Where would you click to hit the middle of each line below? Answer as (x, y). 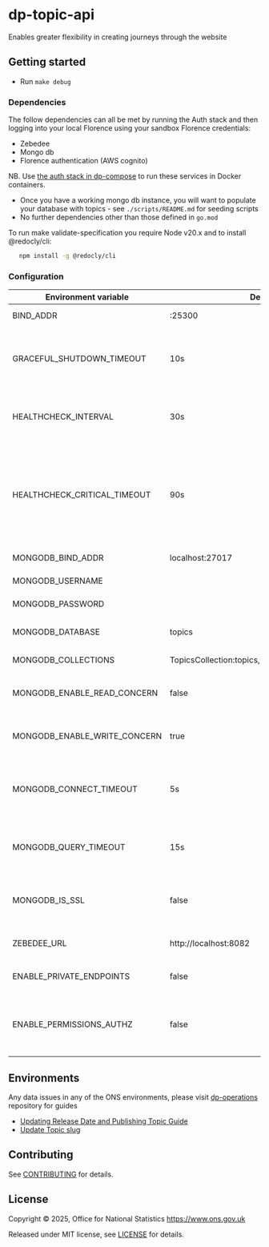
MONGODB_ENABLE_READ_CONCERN (85, 693)
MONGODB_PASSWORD (58, 604)
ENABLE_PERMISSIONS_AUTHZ (73, 1024)
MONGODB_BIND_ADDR (58, 558)
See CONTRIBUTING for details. (61, 1174)
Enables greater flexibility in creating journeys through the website (118, 37)
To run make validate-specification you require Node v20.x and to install (127, 233)
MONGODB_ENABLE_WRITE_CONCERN (87, 736)
